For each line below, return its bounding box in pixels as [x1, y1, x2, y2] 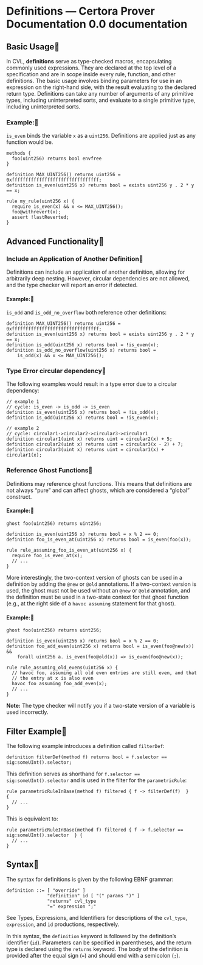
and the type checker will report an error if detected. [6, 281, 138, 288]
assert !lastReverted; [12, 215, 69, 221]
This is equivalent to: [6, 815, 59, 822]
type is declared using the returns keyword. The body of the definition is [6, 945, 188, 952]
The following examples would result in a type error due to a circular [6, 380, 177, 388]
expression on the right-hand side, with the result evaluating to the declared [6, 84, 196, 91]
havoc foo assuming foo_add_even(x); [12, 681, 108, 687]
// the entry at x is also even [12, 675, 94, 682]
